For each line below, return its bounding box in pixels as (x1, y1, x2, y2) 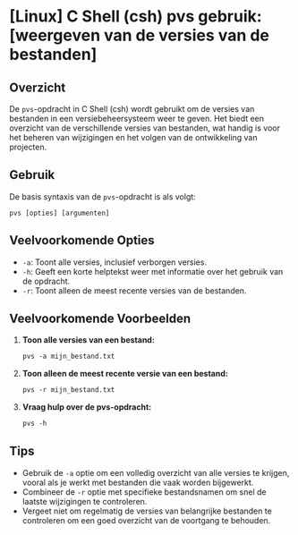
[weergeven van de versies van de (9, 25, 270, 46)
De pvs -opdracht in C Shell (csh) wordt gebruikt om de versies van (9, 104, 255, 114)
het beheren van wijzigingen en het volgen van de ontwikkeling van (9, 132, 258, 142)
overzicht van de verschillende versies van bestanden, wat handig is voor (9, 123, 280, 133)
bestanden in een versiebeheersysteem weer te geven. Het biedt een (9, 114, 265, 123)
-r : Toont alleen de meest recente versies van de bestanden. (21, 284, 247, 296)
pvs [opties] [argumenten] (9, 208, 110, 217)
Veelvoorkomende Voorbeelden (9, 311, 192, 327)
